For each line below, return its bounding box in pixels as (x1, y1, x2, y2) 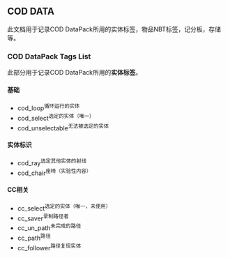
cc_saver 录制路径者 (17, 213, 69, 222)
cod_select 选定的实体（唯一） (17, 112, 95, 122)
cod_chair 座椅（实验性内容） (17, 167, 92, 177)
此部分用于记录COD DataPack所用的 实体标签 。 (7, 68, 142, 77)
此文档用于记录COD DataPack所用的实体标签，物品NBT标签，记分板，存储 (7, 24, 221, 33)
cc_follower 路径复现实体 (17, 242, 82, 252)
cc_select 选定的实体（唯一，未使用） (17, 203, 112, 212)
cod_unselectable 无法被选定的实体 (17, 122, 109, 132)
